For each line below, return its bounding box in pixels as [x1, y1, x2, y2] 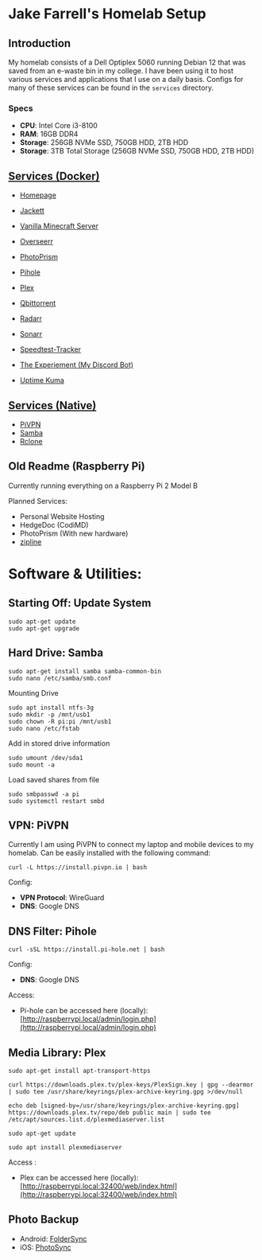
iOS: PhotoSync [19, 1242, 71, 1252]
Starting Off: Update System [8, 596, 152, 610]
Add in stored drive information [8, 738, 110, 748]
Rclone [19, 436, 43, 446]
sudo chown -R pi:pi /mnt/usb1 [8, 717, 112, 725]
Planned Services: [8, 496, 67, 505]
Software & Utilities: [8, 564, 142, 583]
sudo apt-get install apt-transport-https [8, 1067, 151, 1075]
